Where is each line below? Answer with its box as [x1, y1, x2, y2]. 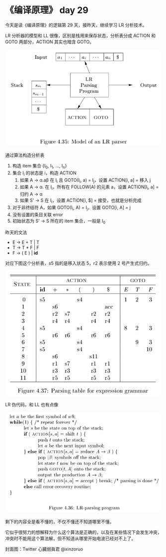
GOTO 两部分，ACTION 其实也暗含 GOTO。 [5, 38, 94, 45]
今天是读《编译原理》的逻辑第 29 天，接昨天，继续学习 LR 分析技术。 [5, 22, 147, 28]
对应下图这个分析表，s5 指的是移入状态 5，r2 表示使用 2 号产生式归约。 [5, 260, 153, 266]
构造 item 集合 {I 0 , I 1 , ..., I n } [12, 163, 67, 170]
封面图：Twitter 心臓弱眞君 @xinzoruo [5, 546, 83, 552]
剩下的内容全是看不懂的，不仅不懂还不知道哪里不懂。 [5, 519, 114, 525]
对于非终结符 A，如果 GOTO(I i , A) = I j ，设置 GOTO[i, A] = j [12, 205, 131, 212]
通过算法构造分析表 [5, 152, 45, 158]
